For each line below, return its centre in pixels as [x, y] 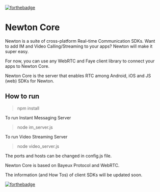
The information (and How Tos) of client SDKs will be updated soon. [74, 175]
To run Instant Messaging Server [38, 117]
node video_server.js [38, 146]
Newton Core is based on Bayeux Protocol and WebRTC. [62, 165]
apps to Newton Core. [27, 66]
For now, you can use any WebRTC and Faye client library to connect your [80, 61]
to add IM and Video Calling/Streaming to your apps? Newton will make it [79, 46]
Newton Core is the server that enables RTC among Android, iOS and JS [78, 76]
